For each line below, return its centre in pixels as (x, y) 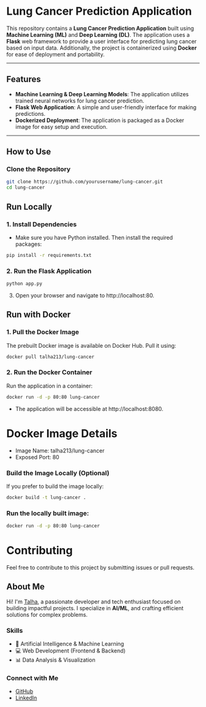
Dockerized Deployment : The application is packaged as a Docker (100, 120)
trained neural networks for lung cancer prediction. (80, 101)
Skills (15, 630)
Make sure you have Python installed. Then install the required (94, 237)
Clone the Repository (39, 169)
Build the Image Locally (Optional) (58, 473)
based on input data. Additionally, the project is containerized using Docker (102, 48)
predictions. (30, 113)
